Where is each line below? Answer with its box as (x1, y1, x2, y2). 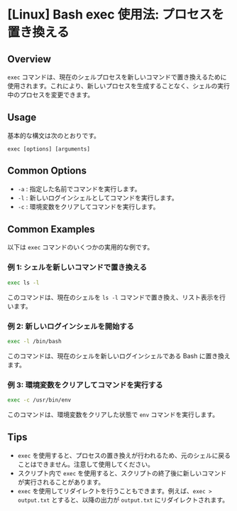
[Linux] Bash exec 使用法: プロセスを (7, 6, 225, 23)
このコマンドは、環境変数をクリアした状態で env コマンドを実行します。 (7, 410, 219, 419)
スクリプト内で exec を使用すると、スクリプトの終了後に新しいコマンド (17, 468, 227, 477)
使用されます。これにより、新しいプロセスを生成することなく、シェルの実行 (7, 82, 231, 90)
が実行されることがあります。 (17, 478, 105, 486)
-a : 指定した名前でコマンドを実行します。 (17, 184, 141, 193)
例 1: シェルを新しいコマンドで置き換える (7, 262, 148, 272)
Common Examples (7, 223, 96, 235)
